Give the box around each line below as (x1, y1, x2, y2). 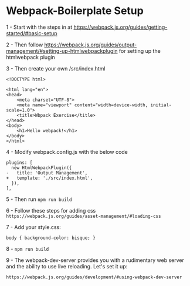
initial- (150, 102, 172, 108)
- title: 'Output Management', (6, 170, 88, 176)
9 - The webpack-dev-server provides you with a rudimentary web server (6, 257, 185, 264)
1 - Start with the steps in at (6, 23, 73, 31)
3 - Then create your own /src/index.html (6, 65, 106, 72)
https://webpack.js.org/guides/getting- (73, 23, 168, 31)
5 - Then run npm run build (6, 196, 72, 203)
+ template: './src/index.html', (6, 175, 93, 181)
